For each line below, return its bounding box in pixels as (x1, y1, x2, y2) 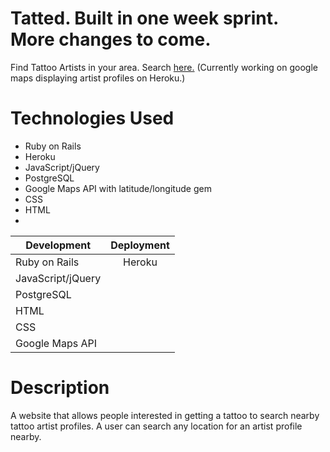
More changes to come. (10, 28, 212, 51)
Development (25, 238, 92, 252)
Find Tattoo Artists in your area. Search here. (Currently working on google (10, 61, 318, 73)
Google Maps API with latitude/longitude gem (24, 182, 212, 194)
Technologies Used (10, 107, 175, 130)
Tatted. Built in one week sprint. (10, 7, 279, 30)
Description (10, 377, 110, 399)
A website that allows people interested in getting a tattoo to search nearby (10, 409, 320, 421)
